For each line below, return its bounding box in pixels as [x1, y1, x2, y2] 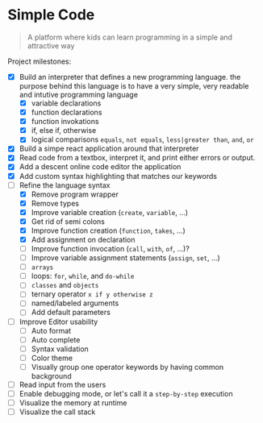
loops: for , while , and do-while [31, 272, 135, 281]
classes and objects [31, 280, 99, 290]
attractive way [27, 40, 75, 50]
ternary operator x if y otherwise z [31, 289, 154, 299]
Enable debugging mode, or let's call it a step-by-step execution [19, 388, 233, 398]
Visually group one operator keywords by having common [31, 362, 224, 371]
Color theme [31, 353, 73, 363]
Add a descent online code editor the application [19, 162, 182, 172]
